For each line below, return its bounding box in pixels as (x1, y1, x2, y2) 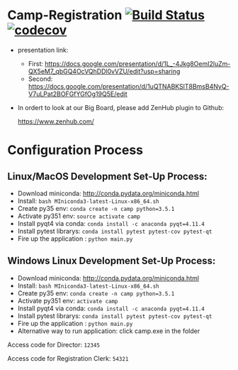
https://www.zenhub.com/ (17, 117, 94, 126)
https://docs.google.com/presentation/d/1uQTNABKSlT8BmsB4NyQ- (28, 82, 229, 90)
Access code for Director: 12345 (7, 340, 101, 349)
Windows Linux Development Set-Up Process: (7, 255, 216, 267)
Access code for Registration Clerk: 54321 (7, 354, 129, 362)
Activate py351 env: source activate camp (17, 212, 140, 220)
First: (28, 59, 44, 67)
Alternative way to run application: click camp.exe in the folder (17, 327, 200, 335)
